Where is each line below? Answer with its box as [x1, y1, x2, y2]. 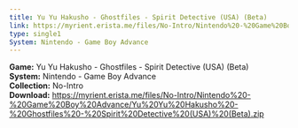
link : [9, 21, 29, 30]
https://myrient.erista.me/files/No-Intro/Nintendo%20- [51, 90, 251, 101]
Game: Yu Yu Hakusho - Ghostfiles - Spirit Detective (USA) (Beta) [9, 62, 249, 72]
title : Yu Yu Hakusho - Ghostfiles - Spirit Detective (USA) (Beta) [9, 12, 268, 22]
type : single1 [9, 29, 62, 38]
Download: [9, 90, 51, 101]
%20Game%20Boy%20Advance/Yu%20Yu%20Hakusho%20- [9, 99, 239, 110]
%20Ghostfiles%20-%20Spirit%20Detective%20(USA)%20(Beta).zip [9, 109, 264, 119]
